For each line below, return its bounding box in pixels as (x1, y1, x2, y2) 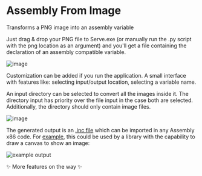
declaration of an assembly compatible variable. (6, 48, 126, 55)
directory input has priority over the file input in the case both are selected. (6, 96, 194, 104)
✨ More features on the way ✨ (6, 163, 82, 170)
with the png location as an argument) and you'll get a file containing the (6, 42, 187, 49)
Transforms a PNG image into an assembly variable (6, 24, 134, 31)
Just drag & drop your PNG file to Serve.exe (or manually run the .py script (6, 35, 192, 42)
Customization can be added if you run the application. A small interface (6, 72, 186, 79)
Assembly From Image (6, 4, 122, 18)
